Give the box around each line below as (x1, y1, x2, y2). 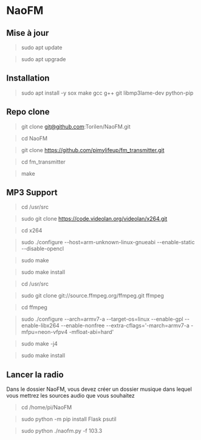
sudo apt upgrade (21, 56, 66, 62)
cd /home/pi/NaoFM (21, 404, 72, 411)
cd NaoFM (21, 135, 48, 142)
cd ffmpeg (21, 304, 47, 311)
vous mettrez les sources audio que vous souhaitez (6, 392, 135, 399)
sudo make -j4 (21, 340, 58, 347)
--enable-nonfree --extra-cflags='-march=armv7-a (60, 322, 189, 329)
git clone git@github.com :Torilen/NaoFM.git (21, 122, 131, 130)
